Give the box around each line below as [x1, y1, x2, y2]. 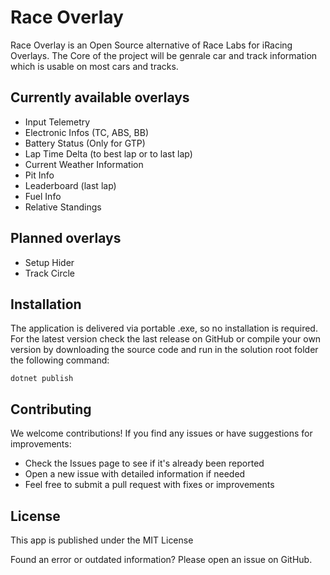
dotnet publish [10, 374, 74, 384]
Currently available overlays [10, 89, 190, 106]
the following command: [10, 354, 110, 366]
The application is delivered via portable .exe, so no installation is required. [10, 322, 318, 335]
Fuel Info [24, 190, 62, 202]
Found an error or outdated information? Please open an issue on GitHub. [10, 554, 313, 565]
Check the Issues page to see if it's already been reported [24, 457, 265, 470]
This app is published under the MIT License [10, 534, 194, 546]
